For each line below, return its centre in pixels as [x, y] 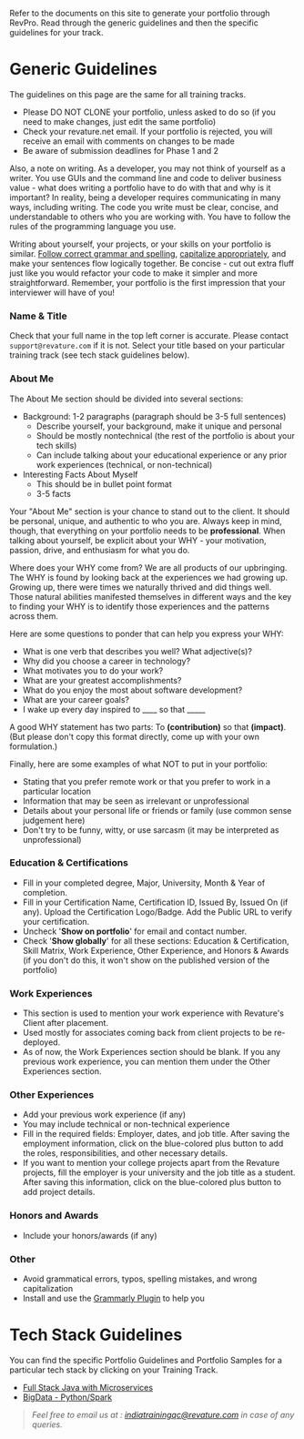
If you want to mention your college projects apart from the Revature [151, 1163]
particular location [56, 791]
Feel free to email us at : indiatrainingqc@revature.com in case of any [163, 1414]
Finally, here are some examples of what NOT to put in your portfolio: [139, 764]
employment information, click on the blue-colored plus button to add [153, 1144]
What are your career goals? [76, 699]
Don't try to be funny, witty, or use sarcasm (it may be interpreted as [151, 830]
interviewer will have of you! [62, 292]
